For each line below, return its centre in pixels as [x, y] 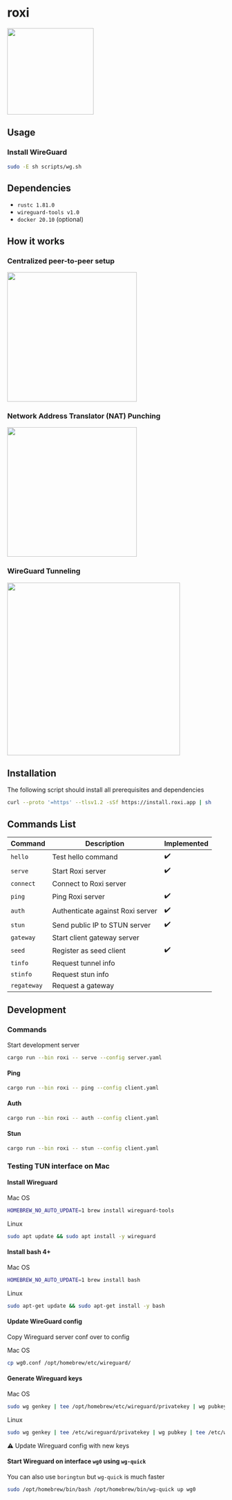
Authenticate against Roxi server [105, 911]
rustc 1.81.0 [36, 205]
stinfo [21, 975]
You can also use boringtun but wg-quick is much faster [86, 1477]
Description [105, 844]
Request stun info [80, 974]
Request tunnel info [84, 963]
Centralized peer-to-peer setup [61, 260]
